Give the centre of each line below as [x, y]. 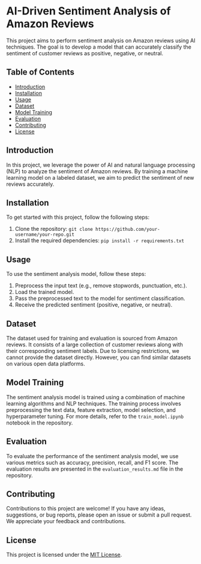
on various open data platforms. [46, 364]
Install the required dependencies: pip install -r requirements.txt [100, 241]
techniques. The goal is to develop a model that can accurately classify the [99, 47]
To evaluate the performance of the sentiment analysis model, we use [92, 456]
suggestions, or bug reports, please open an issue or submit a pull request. [99, 515]
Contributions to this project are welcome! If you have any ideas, [86, 509]
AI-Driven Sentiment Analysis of [88, 11]
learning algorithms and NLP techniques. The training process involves [94, 403]
